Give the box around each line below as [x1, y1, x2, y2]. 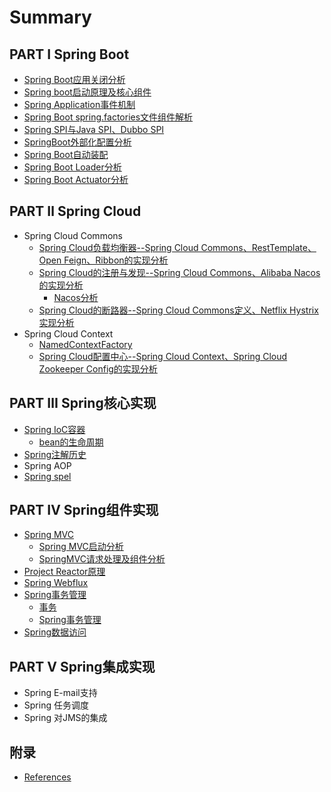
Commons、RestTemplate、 [200, 241, 317, 253]
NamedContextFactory [38, 338, 133, 350]
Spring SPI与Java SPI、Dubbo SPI [23, 124, 165, 135]
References [23, 771, 72, 783]
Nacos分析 [53, 291, 99, 303]
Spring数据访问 [23, 626, 87, 638]
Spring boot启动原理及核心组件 [23, 86, 152, 98]
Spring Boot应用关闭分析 [23, 74, 126, 85]
